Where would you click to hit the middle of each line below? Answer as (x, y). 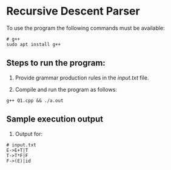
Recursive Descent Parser (73, 11)
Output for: (29, 134)
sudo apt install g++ (34, 44)
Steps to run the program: (56, 63)
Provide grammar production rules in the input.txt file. (82, 78)
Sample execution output (55, 119)
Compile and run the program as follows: (66, 89)
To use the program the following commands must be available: (85, 28)
